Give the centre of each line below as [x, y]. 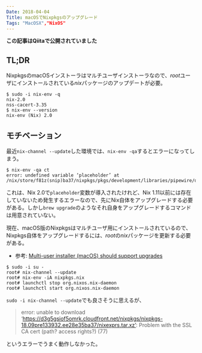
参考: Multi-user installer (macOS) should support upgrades [89, 256]
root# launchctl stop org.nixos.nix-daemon [62, 283]
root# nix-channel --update [41, 272]
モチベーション [34, 135]
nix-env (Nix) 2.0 [29, 116]
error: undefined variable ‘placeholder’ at [63, 175]
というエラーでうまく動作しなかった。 [54, 344]
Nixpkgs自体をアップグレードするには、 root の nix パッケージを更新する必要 [99, 235]
